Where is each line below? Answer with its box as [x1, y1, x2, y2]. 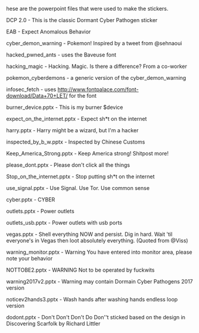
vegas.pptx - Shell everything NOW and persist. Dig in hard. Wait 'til [6, 231, 173, 238]
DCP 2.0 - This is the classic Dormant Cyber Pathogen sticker [6, 17, 158, 23]
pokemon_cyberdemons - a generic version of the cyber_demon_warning [6, 74, 186, 81]
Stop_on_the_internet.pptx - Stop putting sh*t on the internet [6, 173, 155, 180]
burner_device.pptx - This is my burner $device [6, 104, 123, 111]
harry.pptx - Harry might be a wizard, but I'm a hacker [6, 127, 139, 133]
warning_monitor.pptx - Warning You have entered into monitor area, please [6, 248, 192, 256]
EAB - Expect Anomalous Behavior [6, 28, 91, 35]
